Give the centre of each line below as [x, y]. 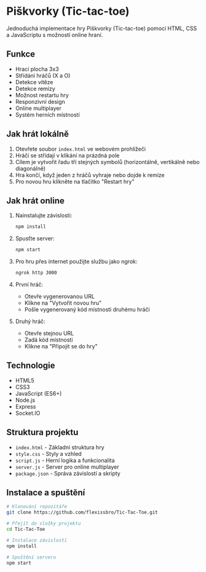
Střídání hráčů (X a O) [43, 76]
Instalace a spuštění [46, 493]
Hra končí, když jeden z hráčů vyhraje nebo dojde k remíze [90, 175]
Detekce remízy [35, 88]
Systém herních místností [47, 114]
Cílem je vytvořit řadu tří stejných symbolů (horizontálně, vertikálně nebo [107, 162]
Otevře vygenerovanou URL [60, 296]
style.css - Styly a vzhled [48, 453]
